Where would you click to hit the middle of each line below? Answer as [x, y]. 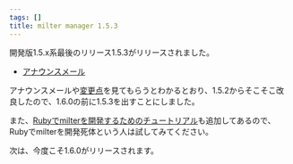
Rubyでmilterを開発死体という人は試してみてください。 [111, 131]
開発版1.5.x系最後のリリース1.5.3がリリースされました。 [112, 52]
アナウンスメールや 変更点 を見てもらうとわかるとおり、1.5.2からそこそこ [143, 90]
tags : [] [26, 17]
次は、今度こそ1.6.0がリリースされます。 [84, 150]
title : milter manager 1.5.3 [64, 26]
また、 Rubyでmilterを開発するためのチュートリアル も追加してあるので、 [142, 120]
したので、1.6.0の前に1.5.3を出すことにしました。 [108, 101]
